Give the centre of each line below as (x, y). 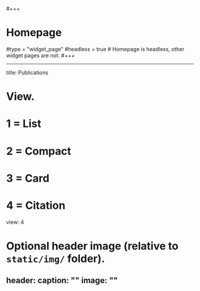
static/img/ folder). (56, 259)
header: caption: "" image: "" (62, 281)
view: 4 (15, 222)
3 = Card (28, 178)
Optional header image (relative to (92, 246)
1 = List (24, 124)
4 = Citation (36, 205)
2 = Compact (39, 151)
